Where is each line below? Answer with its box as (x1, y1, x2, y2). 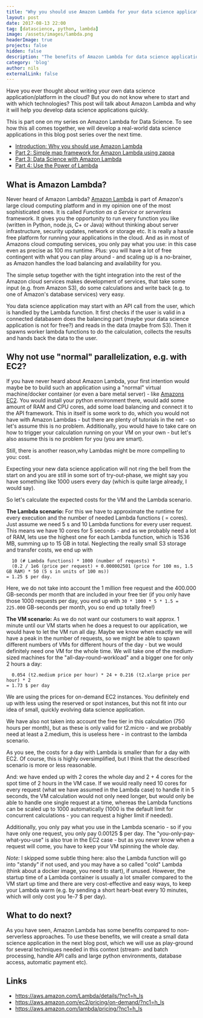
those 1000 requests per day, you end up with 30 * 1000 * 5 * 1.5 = (6, 597, 179, 604)
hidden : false (6, 48, 42, 54)
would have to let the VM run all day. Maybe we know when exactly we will (6, 628, 192, 635)
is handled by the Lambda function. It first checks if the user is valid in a (6, 309, 185, 316)
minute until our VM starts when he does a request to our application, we (6, 622, 188, 629)
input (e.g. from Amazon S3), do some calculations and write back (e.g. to (6, 285, 190, 292)
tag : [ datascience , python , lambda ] (6, 25, 98, 32)
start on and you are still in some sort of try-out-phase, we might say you (6, 471, 188, 478)
